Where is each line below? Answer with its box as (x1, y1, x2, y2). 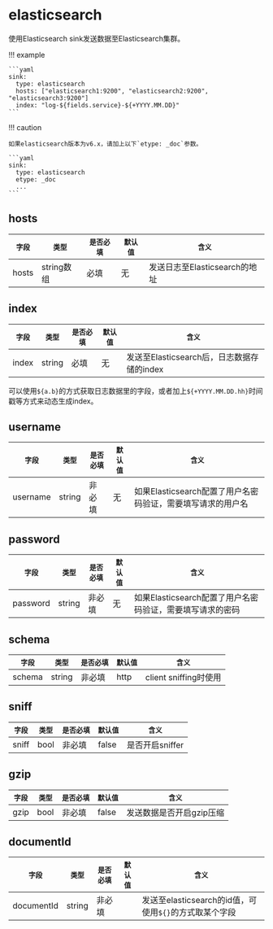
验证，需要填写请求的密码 (141, 604, 240, 616)
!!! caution (8, 122, 42, 132)
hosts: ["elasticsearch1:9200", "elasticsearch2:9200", (15, 87, 209, 95)
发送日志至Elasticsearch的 (149, 261, 249, 273)
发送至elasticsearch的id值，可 (141, 895, 258, 906)
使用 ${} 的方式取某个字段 (141, 907, 236, 918)
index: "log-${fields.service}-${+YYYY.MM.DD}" (15, 101, 180, 109)
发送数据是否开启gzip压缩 (126, 807, 225, 818)
